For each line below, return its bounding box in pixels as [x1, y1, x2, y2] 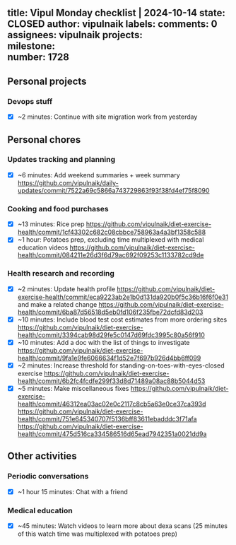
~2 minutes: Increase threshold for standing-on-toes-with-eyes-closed [17, 361, 225, 370]
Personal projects [7, 75, 87, 87]
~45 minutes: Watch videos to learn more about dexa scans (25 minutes [17, 521, 228, 530]
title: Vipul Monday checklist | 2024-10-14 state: [7, 7, 226, 19]
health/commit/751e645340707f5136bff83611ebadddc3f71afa [17, 414, 197, 423]
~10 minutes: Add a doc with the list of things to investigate [17, 338, 190, 346]
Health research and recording [7, 269, 114, 279]
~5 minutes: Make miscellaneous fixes [17, 384, 129, 392]
